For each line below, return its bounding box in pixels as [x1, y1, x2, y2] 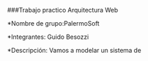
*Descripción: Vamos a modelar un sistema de [7, 46, 142, 54]
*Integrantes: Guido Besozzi [7, 33, 89, 41]
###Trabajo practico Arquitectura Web [7, 6, 119, 14]
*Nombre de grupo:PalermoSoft [7, 19, 100, 27]
